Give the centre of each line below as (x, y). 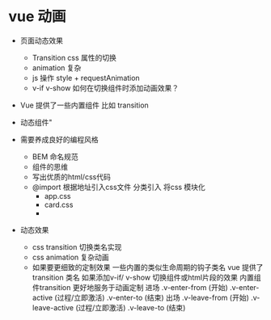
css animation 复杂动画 (70, 257)
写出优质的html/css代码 (71, 177)
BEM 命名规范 (55, 156)
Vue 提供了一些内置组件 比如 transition (85, 105)
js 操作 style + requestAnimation (86, 78)
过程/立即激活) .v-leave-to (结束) (132, 307)
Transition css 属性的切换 (74, 57)
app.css (57, 196)
